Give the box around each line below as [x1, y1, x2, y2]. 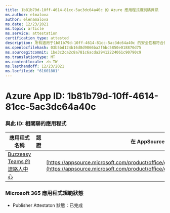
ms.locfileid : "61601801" [5, 69, 60, 74]
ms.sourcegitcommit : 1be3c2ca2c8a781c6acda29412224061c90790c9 [5, 50, 142, 55]
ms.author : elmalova [5, 12, 49, 17]
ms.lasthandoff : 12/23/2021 [5, 64, 65, 69]
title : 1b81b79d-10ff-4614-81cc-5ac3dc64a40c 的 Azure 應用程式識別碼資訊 [5, 7, 159, 13]
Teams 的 [8, 158, 30, 165]
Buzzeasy [8, 151, 31, 158]
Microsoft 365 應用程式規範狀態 [5, 190, 83, 197]
